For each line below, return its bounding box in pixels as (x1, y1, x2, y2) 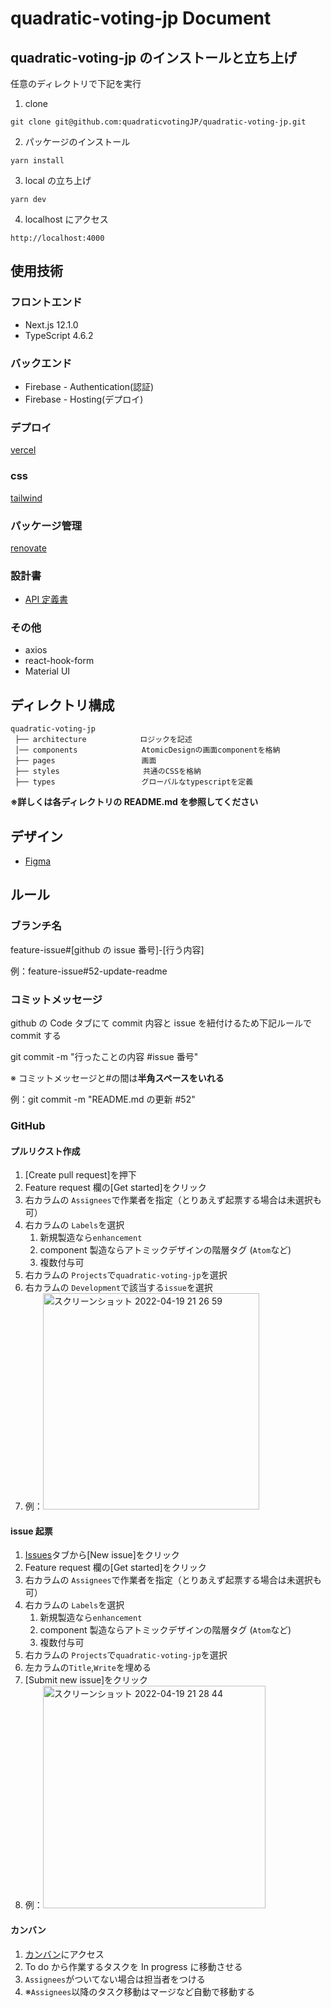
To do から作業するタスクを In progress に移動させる (24, 1960, 243, 1972)
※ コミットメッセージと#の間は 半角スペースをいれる (10, 1072, 225, 1084)
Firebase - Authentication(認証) (24, 380, 155, 392)
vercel (10, 444, 37, 456)
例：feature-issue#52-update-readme (10, 965, 168, 977)
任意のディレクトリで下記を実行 (10, 78, 142, 89)
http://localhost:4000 (10, 233, 105, 243)
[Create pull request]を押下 (24, 1169, 137, 1181)
